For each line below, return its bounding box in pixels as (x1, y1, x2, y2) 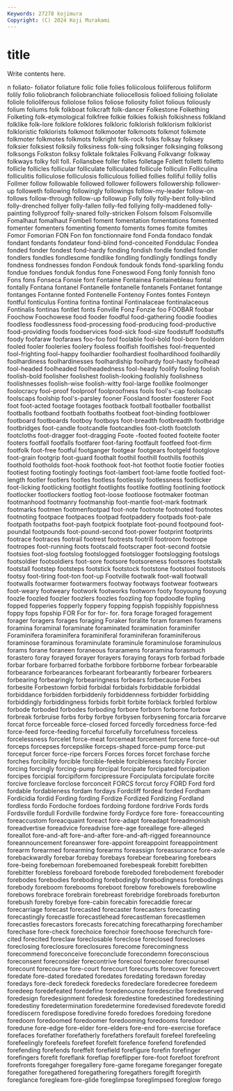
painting (7, 209, 31, 218)
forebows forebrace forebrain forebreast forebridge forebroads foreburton (7, 890, 220, 899)
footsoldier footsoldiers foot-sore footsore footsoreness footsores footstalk (7, 557, 223, 565)
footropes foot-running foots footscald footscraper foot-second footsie (7, 542, 211, 551)
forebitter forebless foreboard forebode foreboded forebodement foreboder (7, 869, 225, 877)
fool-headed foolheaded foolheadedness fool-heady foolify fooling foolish (7, 365, 220, 373)
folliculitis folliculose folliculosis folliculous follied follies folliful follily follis (7, 172, 217, 181)
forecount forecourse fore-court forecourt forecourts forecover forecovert (7, 965, 220, 973)
